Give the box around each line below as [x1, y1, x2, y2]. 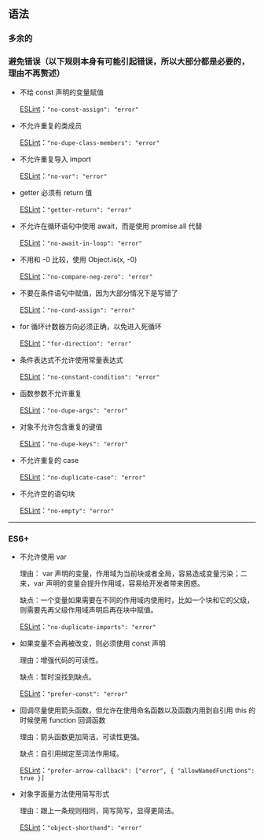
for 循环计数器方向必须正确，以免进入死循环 [19, 321, 163, 331]
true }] [19, 774, 45, 782]
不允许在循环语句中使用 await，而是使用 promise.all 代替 [19, 221, 203, 231]
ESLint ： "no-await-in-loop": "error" [19, 238, 143, 247]
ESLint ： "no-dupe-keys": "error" [19, 439, 129, 448]
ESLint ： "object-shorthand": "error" [19, 822, 143, 832]
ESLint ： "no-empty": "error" [19, 505, 115, 515]
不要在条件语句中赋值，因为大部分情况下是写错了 [19, 288, 178, 298]
